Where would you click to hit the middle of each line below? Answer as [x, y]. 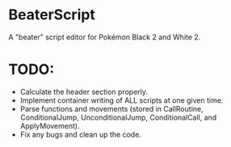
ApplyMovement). [50, 125]
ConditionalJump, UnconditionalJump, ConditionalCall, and [118, 117]
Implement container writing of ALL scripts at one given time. [122, 100]
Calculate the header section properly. [84, 92]
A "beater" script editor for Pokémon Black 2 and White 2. [105, 37]
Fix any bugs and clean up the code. [80, 134]
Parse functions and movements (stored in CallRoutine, [111, 108]
